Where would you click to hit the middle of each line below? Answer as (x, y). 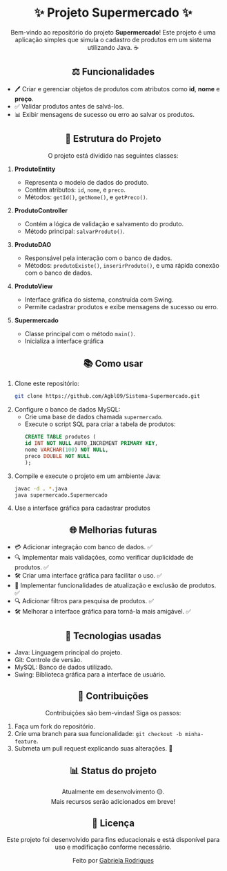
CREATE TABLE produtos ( (60, 437)
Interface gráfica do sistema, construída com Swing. (99, 300)
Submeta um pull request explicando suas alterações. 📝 (93, 748)
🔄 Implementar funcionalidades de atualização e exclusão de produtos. (115, 585)
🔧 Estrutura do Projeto (113, 139)
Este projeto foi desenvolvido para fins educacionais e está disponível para (113, 840)
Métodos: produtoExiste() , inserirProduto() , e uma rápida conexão (122, 265)
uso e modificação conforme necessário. (113, 847)
